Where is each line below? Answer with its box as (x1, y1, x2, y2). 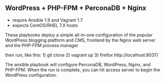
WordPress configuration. (5, 72, 57, 78)
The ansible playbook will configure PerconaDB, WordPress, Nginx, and (5, 61, 151, 67)
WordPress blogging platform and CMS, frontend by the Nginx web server (5, 37, 156, 43)
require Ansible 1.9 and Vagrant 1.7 (12, 17, 83, 23)
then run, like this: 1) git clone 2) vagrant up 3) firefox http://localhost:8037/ (5, 52, 159, 58)
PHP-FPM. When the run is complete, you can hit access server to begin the (5, 67, 161, 73)
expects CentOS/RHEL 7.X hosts (12, 22, 78, 28)
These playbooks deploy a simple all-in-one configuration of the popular (5, 32, 153, 38)
